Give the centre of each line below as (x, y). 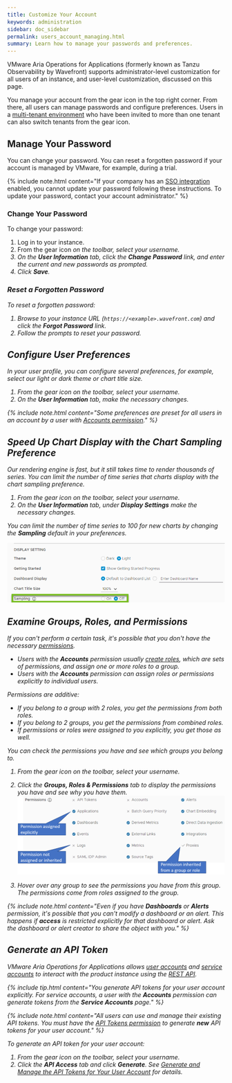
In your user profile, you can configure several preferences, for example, (110, 371)
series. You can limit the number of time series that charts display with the (113, 477)
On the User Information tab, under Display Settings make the (107, 505)
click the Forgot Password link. (62, 325)
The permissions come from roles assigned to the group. (98, 893)
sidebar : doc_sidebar (38, 29)
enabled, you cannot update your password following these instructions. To (115, 188)
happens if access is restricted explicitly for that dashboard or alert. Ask (111, 920)
